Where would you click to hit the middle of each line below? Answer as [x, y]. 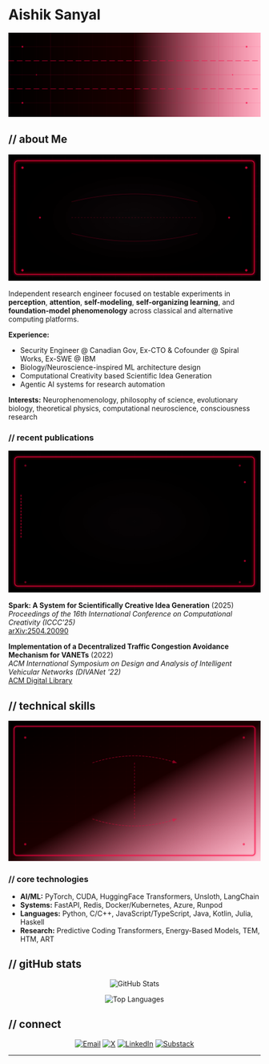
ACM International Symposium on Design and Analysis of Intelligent [120, 664]
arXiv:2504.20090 [38, 631]
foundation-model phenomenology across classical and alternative [121, 310]
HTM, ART [37, 939]
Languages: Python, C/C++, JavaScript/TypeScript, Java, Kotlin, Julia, [137, 914]
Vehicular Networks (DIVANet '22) [65, 672]
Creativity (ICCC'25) [42, 622]
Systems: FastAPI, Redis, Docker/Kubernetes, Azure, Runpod [121, 905]
